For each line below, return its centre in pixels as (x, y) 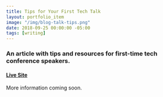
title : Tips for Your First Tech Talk (53, 11)
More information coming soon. (44, 88)
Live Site (17, 75)
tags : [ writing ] (26, 33)
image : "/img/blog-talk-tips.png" (48, 22)
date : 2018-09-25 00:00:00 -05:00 (48, 28)
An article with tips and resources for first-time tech (82, 54)
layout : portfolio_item (35, 17)
